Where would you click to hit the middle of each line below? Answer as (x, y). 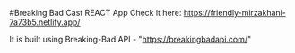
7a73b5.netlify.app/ (45, 22)
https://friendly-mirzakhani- (235, 13)
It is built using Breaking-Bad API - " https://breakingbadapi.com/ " (130, 39)
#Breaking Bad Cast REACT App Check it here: (95, 13)
